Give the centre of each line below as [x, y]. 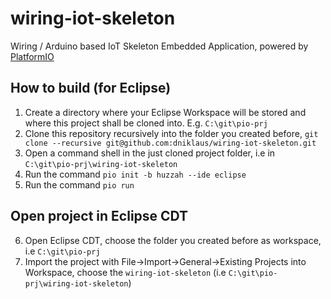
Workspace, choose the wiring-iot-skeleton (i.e [125, 272]
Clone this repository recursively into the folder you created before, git [171, 133]
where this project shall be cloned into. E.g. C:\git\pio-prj [146, 123]
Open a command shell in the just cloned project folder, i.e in [150, 153]
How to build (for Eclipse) [91, 88]
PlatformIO [32, 56]
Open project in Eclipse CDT [99, 216]
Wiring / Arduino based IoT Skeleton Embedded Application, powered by [159, 46]
